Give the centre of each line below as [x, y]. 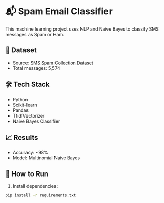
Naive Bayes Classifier [36, 121]
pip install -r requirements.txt [41, 195]
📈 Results [22, 138]
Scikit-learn [25, 105]
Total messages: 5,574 [36, 68]
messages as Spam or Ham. [35, 34]
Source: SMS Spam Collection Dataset [53, 63]
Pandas [21, 110]
